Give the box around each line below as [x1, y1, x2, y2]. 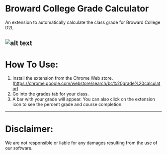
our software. [5, 145, 33, 151]
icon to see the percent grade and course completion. [12, 102, 123, 107]
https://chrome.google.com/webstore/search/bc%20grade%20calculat [14, 80, 161, 87]
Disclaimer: [5, 123, 54, 135]
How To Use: [5, 59, 59, 70]
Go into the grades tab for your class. [12, 91, 89, 97]
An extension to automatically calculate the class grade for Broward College [5, 19, 161, 25]
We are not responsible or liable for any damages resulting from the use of [5, 140, 158, 146]
